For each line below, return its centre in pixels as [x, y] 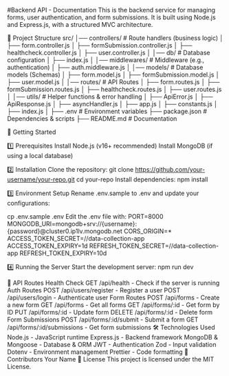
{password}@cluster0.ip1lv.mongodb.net [65, 231]
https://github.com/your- [170, 169]
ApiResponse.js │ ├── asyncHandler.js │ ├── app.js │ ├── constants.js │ [112, 104]
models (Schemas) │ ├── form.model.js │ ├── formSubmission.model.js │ [113, 75]
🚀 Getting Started [32, 132]
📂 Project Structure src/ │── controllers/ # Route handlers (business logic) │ [116, 38]
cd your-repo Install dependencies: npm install [142, 179]
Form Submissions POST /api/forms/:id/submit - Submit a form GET [103, 319]
